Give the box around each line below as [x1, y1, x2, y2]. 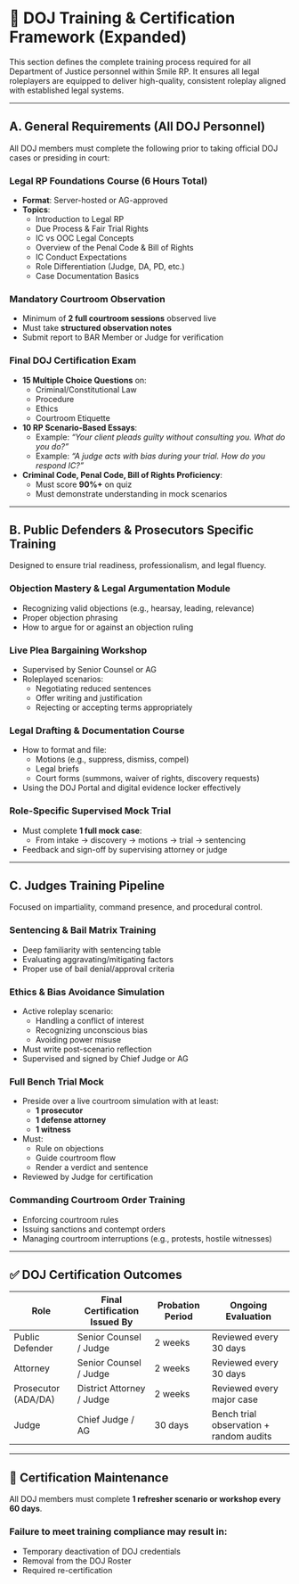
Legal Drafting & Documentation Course [9, 724, 185, 737]
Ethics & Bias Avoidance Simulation [9, 986, 166, 998]
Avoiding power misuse [35, 1035, 122, 1045]
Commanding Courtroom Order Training [9, 1194, 186, 1207]
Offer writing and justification [35, 693, 142, 704]
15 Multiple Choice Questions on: [21, 375, 147, 385]
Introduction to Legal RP [35, 214, 125, 225]
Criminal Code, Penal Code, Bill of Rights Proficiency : [21, 469, 223, 480]
